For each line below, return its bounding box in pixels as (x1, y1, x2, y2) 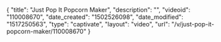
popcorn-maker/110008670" (6, 27, 86, 35)
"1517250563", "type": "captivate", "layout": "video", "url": (6, 20, 170, 28)
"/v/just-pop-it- (171, 20, 215, 28)
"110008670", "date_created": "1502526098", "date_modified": (6, 13, 183, 21)
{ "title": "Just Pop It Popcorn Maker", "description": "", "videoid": (6, 6, 191, 14)
